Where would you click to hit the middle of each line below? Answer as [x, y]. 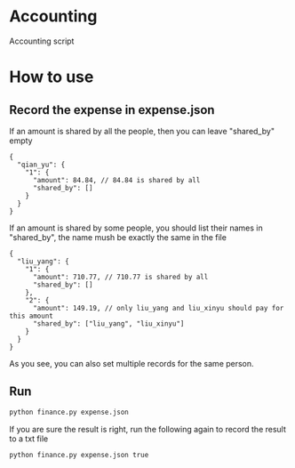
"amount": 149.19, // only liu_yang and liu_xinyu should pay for [158, 308]
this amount [31, 316]
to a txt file [29, 439]
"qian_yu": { [41, 165]
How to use [52, 77]
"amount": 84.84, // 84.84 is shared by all [116, 180]
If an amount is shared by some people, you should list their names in [136, 228]
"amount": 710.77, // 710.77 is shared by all [120, 277]
